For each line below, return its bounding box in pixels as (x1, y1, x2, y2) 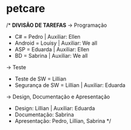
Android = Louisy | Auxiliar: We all (14, 39, 98, 47)
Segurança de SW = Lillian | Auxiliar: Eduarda (14, 81, 126, 88)
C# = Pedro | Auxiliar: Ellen (14, 33, 81, 40)
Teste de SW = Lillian (14, 75, 67, 82)
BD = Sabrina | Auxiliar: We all (14, 52, 88, 59)
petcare (6, 2, 46, 16)
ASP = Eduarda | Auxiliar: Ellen (14, 45, 90, 52)
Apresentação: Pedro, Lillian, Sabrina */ (14, 117, 111, 124)
